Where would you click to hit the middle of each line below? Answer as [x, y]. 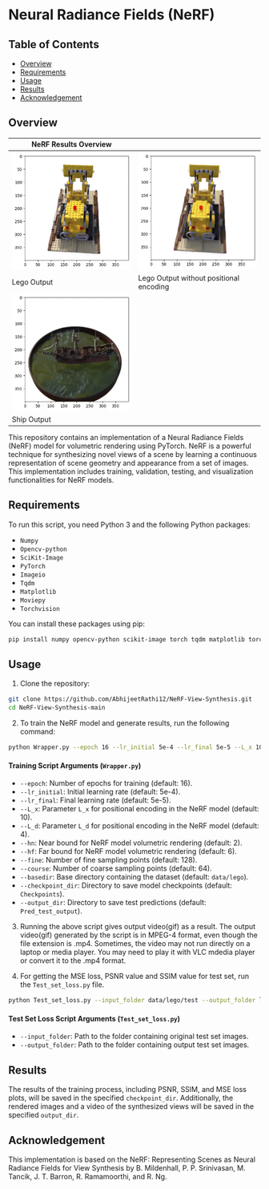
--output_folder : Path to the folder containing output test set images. [134, 1045]
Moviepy [32, 600]
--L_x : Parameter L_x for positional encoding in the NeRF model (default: [139, 809]
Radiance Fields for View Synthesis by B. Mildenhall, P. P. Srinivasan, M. [127, 1168]
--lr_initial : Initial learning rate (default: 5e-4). [100, 792]
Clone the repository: [55, 684]
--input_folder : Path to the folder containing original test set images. [134, 1037]
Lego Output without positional [189, 277]
